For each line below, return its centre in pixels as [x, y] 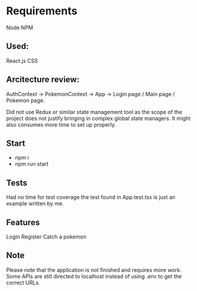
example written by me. [35, 204]
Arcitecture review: [43, 80]
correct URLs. [23, 283]
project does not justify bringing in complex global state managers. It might [98, 118]
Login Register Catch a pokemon [46, 237]
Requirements [42, 11]
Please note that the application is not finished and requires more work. [94, 269]
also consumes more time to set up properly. [61, 124]
